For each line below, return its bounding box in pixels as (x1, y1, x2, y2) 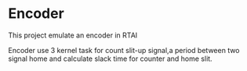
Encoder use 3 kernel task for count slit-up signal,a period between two (8, 45, 241, 55)
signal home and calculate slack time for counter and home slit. (8, 54, 213, 63)
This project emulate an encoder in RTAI (8, 30, 138, 40)
